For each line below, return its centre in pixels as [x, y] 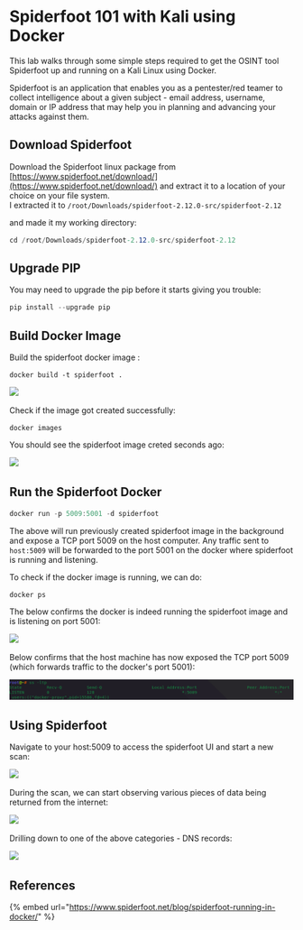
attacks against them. [50, 116]
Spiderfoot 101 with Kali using [123, 17]
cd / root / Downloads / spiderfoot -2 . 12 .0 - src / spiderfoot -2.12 [123, 240]
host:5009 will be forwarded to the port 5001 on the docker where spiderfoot [151, 550]
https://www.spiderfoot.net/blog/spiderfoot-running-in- [172, 907]
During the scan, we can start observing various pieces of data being [138, 793]
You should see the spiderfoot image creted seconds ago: [117, 445]
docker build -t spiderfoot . [66, 375]
